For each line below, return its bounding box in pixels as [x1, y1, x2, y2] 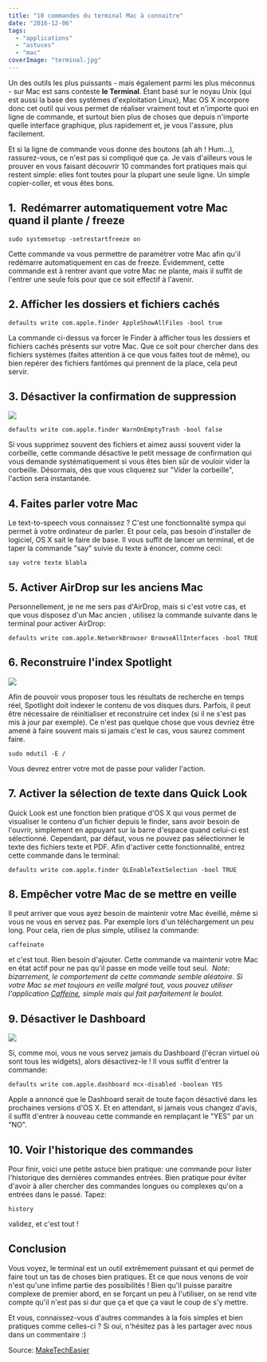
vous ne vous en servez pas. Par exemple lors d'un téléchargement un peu [8, 917, 254, 926]
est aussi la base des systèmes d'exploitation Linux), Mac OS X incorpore [8, 95, 249, 105]
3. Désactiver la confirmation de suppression [8, 389, 237, 403]
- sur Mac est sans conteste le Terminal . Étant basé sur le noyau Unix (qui [8, 86, 253, 96]
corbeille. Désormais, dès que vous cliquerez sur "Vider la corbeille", [8, 465, 234, 475]
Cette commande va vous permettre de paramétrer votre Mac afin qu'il [8, 249, 241, 259]
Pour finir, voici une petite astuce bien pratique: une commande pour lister [8, 1164, 253, 1174]
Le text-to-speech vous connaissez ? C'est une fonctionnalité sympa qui [8, 518, 246, 527]
